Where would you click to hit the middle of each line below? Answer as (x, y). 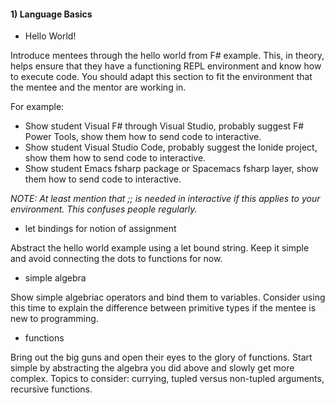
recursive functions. (51, 389)
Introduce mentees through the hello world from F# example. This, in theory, (167, 56)
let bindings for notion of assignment (100, 229)
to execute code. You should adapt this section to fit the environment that (161, 77)
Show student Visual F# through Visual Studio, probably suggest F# (164, 126)
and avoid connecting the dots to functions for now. (116, 259)
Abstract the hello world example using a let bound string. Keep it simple (160, 248)
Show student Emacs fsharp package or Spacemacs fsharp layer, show (172, 169)
